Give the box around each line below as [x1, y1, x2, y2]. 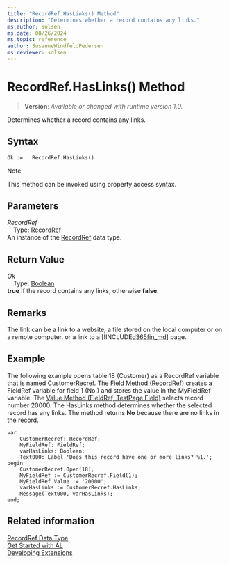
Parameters [7, 200, 59, 212]
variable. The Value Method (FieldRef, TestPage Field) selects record [7, 393, 203, 402]
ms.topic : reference [7, 36, 67, 43]
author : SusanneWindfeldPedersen [7, 42, 104, 49]
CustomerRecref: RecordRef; [19, 435, 101, 442]
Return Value [7, 253, 65, 265]
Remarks [7, 307, 47, 319]
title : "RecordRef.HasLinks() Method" [7, 10, 119, 17]
